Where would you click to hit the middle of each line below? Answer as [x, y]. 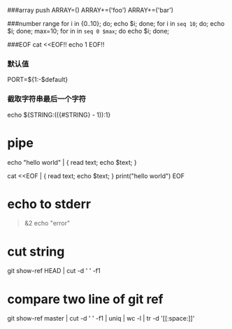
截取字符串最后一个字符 [46, 99]
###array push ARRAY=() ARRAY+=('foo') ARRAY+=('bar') [90, 10]
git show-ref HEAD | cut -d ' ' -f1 [54, 271]
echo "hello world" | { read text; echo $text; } [72, 162]
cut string [36, 251]
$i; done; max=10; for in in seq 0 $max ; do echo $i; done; [88, 31]
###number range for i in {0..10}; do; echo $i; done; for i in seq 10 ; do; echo [116, 23]
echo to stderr [49, 204]
